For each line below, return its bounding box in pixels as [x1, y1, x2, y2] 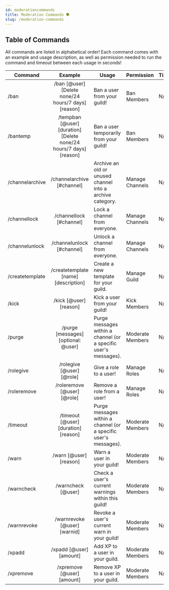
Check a [94, 470, 114, 477]
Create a [94, 260, 114, 267]
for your [94, 279, 113, 286]
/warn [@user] [52, 452, 87, 459]
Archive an [94, 160, 119, 167]
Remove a [94, 382, 117, 389]
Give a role [94, 364, 119, 371]
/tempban [58, 114, 81, 121]
